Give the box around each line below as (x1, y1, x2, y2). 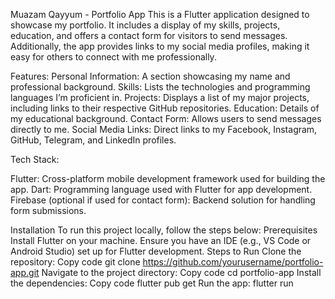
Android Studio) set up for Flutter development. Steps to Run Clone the (10, 245, 302, 257)
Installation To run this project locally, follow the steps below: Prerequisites (10, 224, 318, 236)
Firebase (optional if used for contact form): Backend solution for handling (10, 194, 316, 206)
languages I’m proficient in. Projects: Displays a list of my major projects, (10, 92, 310, 103)
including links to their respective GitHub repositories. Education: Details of (10, 102, 320, 114)
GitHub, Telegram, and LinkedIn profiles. (10, 134, 177, 146)
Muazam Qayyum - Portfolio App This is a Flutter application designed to (10, 9, 310, 20)
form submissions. (10, 205, 87, 216)
